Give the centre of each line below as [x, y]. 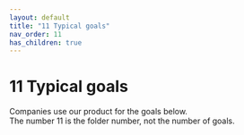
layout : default [39, 17]
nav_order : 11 [36, 34]
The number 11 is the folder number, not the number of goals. [122, 121]
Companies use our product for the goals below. [99, 112]
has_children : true [46, 42]
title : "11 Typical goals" [60, 26]
